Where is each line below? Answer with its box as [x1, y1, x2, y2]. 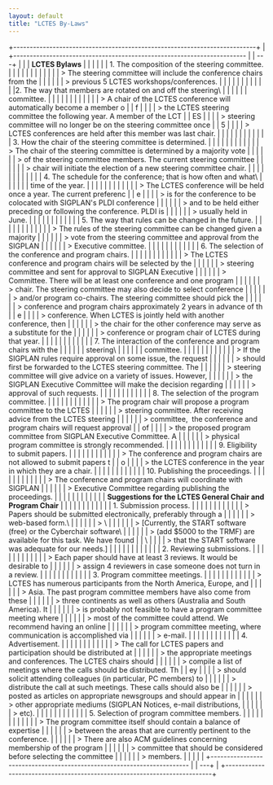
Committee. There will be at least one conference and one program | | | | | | [8, 275, 261, 285]
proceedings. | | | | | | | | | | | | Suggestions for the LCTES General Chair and [8, 492, 265, 502]
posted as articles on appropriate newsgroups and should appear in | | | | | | [8, 691, 262, 700]
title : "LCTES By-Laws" [8, 20, 90, 28]
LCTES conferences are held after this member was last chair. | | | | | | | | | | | [8, 128, 264, 138]
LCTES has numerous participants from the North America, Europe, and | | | [8, 578, 262, 588]
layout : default [8, 11, 64, 20]
